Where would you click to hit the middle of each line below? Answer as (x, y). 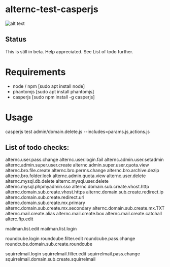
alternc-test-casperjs (52, 9)
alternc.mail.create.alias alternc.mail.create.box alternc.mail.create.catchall (84, 214)
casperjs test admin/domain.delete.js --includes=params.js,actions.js (78, 131)
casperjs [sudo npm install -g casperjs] (54, 97)
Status (16, 39)
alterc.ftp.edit (19, 219)
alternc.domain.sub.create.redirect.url (45, 197)
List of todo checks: (37, 147)
